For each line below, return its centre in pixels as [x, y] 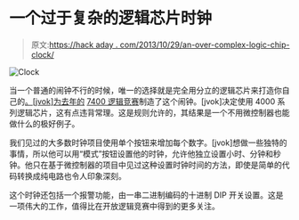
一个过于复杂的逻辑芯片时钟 [111, 18]
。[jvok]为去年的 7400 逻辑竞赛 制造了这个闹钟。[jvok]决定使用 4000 [150, 101]
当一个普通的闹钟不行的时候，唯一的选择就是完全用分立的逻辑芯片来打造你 [145, 90]
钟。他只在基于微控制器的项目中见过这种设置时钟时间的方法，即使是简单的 [145, 165]
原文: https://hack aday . [74, 45]
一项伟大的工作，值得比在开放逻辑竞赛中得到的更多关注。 [114, 206]
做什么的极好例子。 [44, 123]
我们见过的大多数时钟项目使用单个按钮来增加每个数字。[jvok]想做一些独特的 [148, 143]
